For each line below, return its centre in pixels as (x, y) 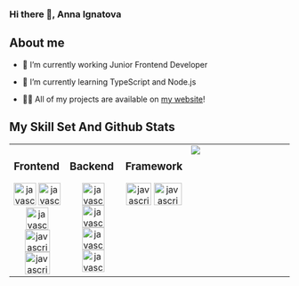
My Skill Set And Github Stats (92, 127)
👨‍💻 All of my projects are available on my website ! (114, 99)
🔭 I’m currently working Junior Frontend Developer (115, 64)
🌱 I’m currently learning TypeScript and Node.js (109, 82)
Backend (92, 166)
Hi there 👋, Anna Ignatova (65, 14)
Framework (154, 166)
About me (37, 43)
